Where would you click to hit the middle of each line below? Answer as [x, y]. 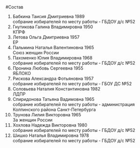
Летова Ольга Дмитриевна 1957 [46, 37]
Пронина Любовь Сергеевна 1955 [48, 68]
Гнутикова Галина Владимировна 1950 [53, 27]
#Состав [14, 7]
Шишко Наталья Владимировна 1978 [51, 135]
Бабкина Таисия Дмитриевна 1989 [49, 16]
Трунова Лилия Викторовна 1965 [47, 115]
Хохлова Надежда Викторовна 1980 [50, 125]
